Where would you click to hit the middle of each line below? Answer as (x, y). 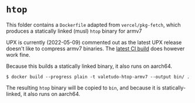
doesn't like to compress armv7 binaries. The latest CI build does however (95, 49)
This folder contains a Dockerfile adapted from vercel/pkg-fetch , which (93, 25)
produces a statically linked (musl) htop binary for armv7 (74, 31)
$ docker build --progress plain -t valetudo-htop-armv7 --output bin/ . (98, 77)
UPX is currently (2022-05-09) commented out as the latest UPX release (94, 42)
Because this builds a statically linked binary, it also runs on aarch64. (89, 66)
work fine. (18, 54)
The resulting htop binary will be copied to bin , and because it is (83, 87)
